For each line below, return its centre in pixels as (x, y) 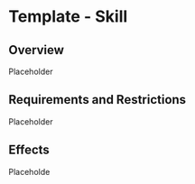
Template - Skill (68, 17)
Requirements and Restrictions (97, 100)
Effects (29, 150)
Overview (37, 50)
